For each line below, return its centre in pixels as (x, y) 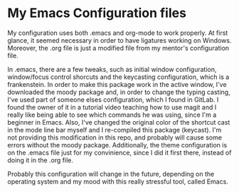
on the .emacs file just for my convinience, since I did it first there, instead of (119, 152)
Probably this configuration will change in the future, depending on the (111, 174)
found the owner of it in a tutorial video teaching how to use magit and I (112, 107)
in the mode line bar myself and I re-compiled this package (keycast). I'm (115, 130)
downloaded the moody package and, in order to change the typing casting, (119, 92)
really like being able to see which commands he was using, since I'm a (112, 115)
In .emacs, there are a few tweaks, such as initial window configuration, (112, 69)
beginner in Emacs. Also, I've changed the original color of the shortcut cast (119, 122)
